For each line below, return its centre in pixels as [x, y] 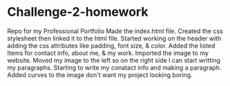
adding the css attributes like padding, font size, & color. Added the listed [111, 45]
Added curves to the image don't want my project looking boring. [100, 75]
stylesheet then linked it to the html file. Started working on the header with [114, 38]
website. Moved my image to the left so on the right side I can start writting [114, 60]
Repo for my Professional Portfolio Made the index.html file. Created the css [115, 31]
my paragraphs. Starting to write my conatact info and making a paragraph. [114, 67]
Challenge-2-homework [78, 12]
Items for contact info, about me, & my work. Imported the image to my [108, 53]
